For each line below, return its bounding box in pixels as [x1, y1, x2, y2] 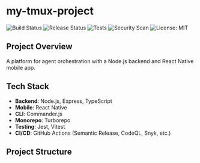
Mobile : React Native [14, 103, 67, 111]
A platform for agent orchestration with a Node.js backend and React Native [6, 57, 194, 64]
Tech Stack [6, 81, 49, 91]
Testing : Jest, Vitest [14, 123, 65, 130]
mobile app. [6, 64, 36, 71]
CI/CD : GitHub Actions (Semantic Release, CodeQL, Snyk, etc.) [14, 129, 171, 137]
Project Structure [6, 146, 72, 157]
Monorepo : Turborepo [14, 116, 71, 124]
